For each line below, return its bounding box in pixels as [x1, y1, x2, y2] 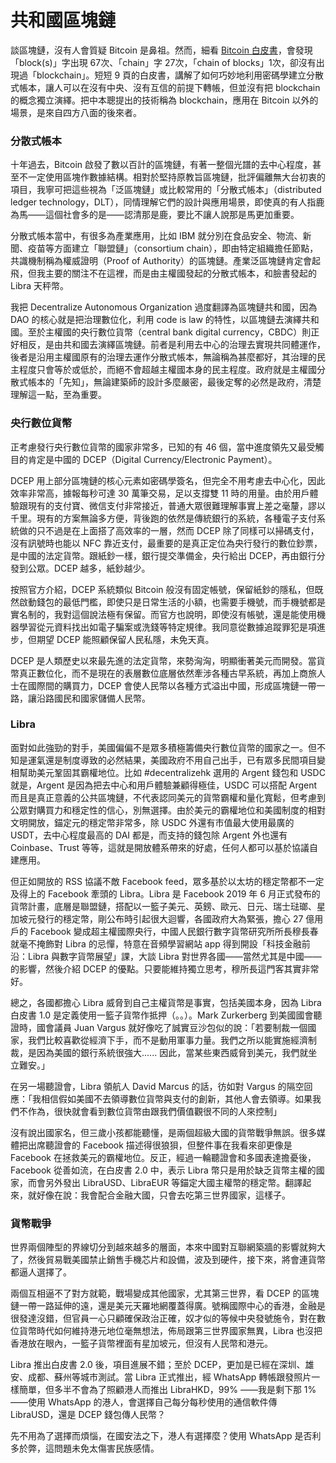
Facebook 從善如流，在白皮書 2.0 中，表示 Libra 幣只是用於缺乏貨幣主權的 [10, 1164, 317, 1176]
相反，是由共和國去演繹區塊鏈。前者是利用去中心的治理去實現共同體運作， [18, 339, 326, 351]
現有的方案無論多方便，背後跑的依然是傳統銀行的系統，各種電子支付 [36, 512, 317, 524]
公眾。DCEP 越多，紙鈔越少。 [27, 562, 151, 574]
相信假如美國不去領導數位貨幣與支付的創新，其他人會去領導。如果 [40, 1092, 313, 1105]
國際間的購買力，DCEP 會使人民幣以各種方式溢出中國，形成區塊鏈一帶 [27, 679, 317, 691]
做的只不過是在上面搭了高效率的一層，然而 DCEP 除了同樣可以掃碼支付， [18, 524, 320, 536]
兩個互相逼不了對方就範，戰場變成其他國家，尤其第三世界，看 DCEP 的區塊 [10, 1287, 320, 1300]
